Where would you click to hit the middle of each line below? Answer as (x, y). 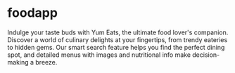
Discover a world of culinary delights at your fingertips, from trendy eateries (118, 39)
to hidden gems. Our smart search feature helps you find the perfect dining (116, 47)
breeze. (46, 62)
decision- (206, 55)
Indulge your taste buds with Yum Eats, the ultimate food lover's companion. (118, 32)
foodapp (33, 13)
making (18, 62)
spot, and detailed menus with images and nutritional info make (99, 55)
